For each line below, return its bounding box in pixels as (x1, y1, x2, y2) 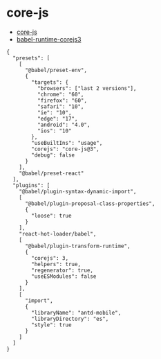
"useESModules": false (31, 272, 97, 280)
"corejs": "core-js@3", (31, 146, 100, 152)
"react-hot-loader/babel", (19, 230, 97, 237)
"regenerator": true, (31, 267, 94, 274)
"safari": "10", (37, 103, 84, 110)
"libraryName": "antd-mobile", (31, 309, 122, 316)
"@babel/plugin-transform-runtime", (24, 243, 131, 249)
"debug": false (31, 151, 75, 159)
